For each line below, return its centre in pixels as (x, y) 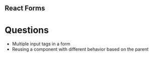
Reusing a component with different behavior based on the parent (80, 49)
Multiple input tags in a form (41, 44)
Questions (27, 30)
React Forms (25, 8)
